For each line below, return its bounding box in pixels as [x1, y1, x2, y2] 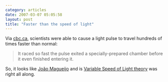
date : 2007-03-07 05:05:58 [5, 12, 62, 17]
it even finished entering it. [17, 56, 74, 62]
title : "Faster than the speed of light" [5, 21, 94, 27]
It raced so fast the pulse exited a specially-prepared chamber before [17, 51, 163, 57]
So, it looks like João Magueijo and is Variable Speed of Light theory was [5, 66, 158, 72]
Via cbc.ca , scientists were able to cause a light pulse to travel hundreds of [5, 35, 162, 42]
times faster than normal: [5, 41, 58, 47]
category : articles [5, 7, 47, 13]
